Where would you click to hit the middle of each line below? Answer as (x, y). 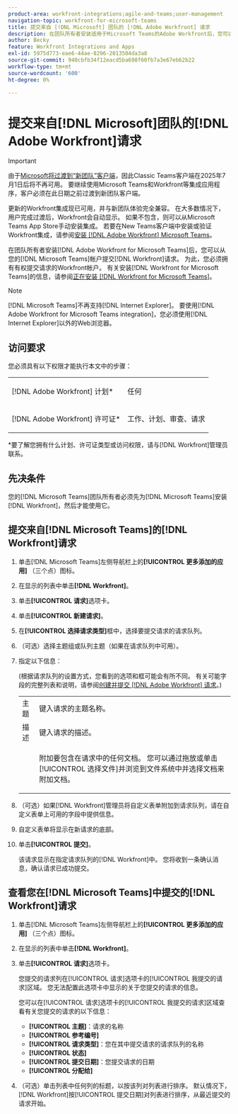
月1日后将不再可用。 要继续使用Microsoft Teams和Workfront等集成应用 (111, 184)
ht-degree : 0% (29, 80)
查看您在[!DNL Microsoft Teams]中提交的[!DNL (112, 893)
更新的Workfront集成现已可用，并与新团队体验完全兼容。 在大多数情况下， (117, 208)
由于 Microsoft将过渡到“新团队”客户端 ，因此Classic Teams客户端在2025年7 (117, 176)
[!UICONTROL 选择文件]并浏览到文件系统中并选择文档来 (132, 768)
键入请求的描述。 (67, 732)
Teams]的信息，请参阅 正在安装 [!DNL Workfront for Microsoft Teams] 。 (112, 276)
